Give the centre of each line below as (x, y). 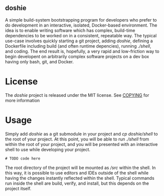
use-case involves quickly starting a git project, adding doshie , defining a (79, 41)
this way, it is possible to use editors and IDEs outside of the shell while (77, 173)
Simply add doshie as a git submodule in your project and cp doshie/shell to (82, 134)
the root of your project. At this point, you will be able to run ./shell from (77, 139)
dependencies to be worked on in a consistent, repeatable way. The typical (81, 35)
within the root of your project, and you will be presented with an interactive (82, 144)
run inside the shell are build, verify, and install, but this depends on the (77, 183)
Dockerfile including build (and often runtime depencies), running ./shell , (78, 46)
